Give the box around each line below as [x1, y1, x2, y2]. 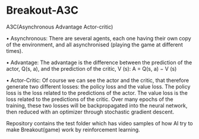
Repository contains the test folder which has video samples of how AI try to [6, 119, 193, 127]
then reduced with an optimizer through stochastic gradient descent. [6, 108, 174, 115]
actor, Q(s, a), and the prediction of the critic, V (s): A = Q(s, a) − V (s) [6, 65, 177, 72]
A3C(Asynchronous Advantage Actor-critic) [6, 23, 113, 30]
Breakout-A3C [6, 4, 79, 17]
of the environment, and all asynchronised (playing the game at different [6, 41, 183, 48]
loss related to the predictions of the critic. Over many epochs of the [6, 96, 173, 103]
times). [6, 47, 23, 54]
